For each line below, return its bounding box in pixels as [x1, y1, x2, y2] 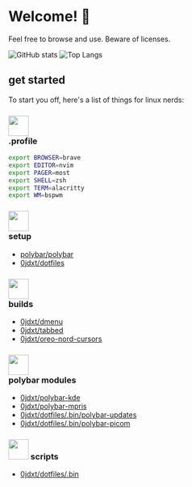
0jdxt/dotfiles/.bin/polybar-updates [19, 410, 137, 420]
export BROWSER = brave [8, 154, 81, 162]
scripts [30, 451, 59, 463]
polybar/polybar [19, 249, 74, 258]
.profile [8, 135, 38, 147]
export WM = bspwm [8, 191, 63, 199]
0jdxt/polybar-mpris [19, 401, 87, 412]
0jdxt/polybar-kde [19, 393, 81, 403]
